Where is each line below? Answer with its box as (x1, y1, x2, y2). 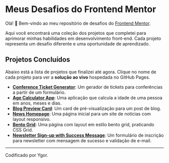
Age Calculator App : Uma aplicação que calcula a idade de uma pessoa (12, 94, 162, 100)
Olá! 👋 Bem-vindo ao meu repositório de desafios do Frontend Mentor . (5, 20, 151, 26)
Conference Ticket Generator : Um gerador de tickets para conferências (12, 84, 163, 90)
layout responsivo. (12, 116, 51, 122)
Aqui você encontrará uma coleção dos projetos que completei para (5, 30, 146, 36)
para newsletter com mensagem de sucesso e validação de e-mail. (12, 137, 152, 143)
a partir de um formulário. (12, 89, 66, 95)
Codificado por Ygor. (5, 152, 49, 158)
